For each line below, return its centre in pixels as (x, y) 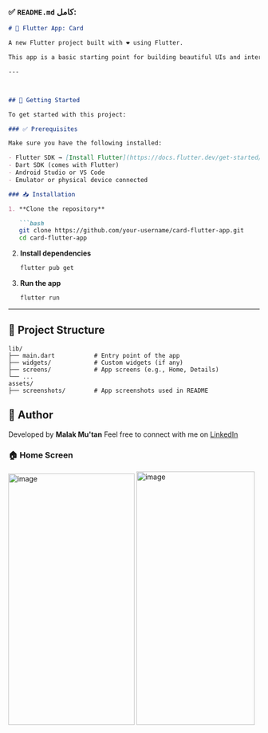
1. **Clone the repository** (57, 209)
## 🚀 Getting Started (44, 100)
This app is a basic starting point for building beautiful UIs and (124, 57)
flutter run (39, 298)
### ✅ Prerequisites (43, 129)
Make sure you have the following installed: (85, 143)
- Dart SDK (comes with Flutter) (64, 165)
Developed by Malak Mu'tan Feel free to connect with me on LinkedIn (123, 434)
